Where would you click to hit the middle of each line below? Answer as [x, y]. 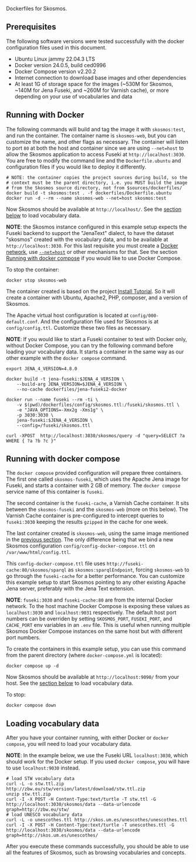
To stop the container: [33, 269]
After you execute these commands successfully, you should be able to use [97, 846]
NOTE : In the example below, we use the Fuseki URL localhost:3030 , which [97, 755]
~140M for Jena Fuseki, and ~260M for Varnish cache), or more [92, 90]
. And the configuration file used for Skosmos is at [98, 321]
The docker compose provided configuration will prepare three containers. [94, 473]
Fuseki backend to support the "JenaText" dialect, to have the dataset [90, 233]
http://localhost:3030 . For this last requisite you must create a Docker [92, 245]
